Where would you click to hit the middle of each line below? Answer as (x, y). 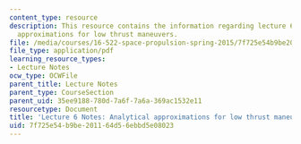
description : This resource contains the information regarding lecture (148, 26)
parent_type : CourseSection (62, 92)
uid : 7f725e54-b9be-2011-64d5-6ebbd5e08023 (92, 126)
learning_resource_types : (57, 59)
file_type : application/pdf (62, 51)
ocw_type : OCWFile (43, 76)
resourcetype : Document (54, 109)
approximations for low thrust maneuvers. (98, 34)
